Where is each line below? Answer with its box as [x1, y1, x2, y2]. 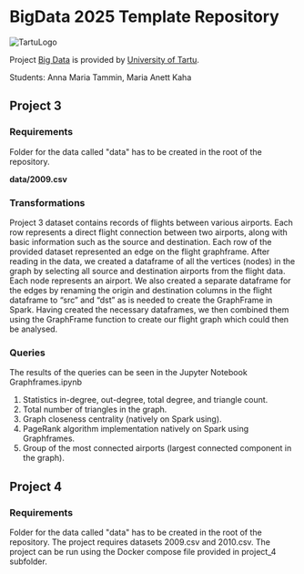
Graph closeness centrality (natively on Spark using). [22, 414, 222, 425]
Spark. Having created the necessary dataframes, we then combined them [9, 303, 289, 315]
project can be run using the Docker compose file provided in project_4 [9, 546, 277, 557]
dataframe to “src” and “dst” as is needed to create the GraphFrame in [9, 294, 273, 305]
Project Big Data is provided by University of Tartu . [9, 54, 200, 65]
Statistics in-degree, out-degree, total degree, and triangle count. [22, 395, 269, 405]
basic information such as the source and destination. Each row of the [9, 236, 272, 247]
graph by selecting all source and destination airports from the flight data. [9, 265, 286, 276]
